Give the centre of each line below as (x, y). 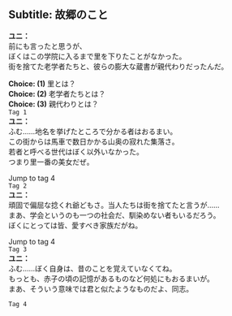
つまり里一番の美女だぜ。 (51, 162)
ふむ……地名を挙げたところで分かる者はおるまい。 (93, 131)
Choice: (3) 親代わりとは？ (54, 104)
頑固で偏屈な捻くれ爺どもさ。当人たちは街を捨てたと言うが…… (114, 205)
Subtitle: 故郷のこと (58, 15)
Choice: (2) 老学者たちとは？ (57, 93)
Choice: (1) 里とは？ (42, 84)
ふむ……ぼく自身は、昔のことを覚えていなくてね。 (92, 268)
